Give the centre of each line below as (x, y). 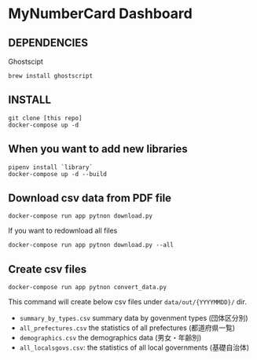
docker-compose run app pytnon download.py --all (91, 245)
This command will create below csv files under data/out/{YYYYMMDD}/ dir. (128, 302)
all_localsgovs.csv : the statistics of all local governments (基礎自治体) (134, 347)
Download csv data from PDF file (90, 198)
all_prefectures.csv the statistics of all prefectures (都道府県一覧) (127, 328)
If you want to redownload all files (63, 231)
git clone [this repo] (45, 118)
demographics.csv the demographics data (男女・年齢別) (110, 338)
